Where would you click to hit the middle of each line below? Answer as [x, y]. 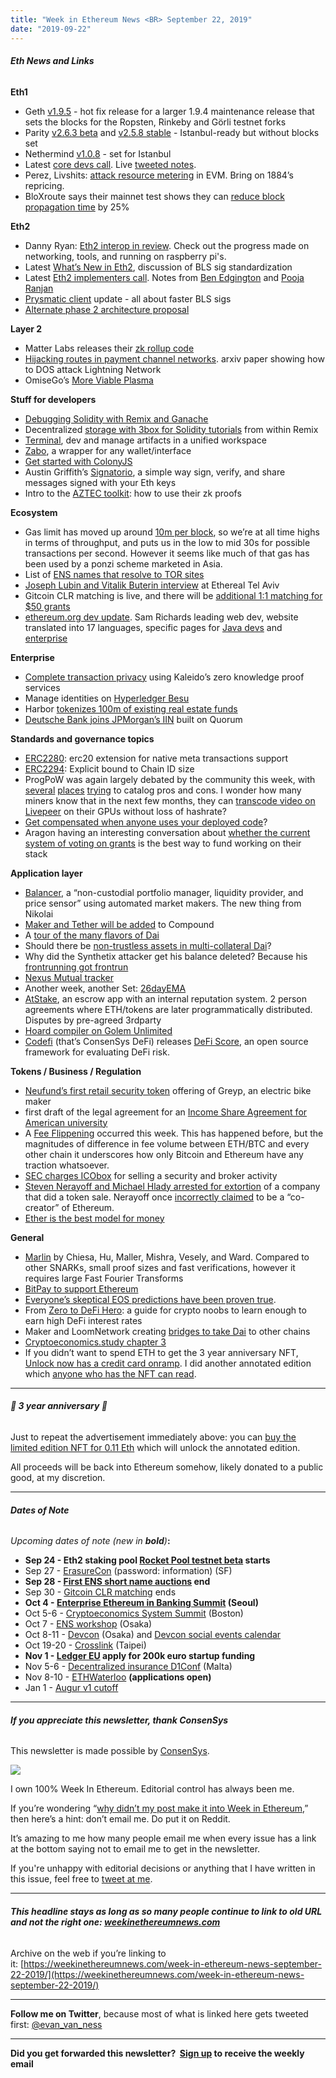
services [42, 687]
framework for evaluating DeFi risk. [97, 1052]
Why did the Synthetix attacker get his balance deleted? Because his [166, 956]
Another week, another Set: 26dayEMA [105, 988]
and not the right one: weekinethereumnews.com [115, 1922]
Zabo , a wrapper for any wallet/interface [108, 450]
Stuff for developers [53, 399]
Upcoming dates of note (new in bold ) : [90, 1541]
